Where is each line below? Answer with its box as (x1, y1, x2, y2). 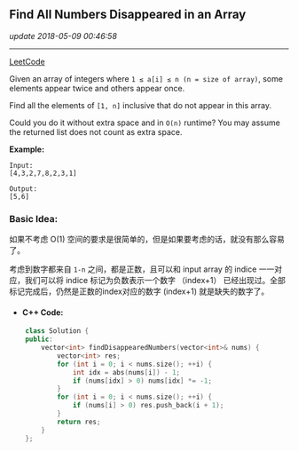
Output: (9, 184, 38, 194)
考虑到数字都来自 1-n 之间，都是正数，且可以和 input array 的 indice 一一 (9, 264, 275, 274)
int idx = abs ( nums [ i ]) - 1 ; (72, 368, 180, 376)
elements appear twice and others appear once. (9, 83, 185, 93)
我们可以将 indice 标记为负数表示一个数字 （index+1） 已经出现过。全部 (24, 275, 286, 286)
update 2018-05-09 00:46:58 (9, 30, 118, 41)
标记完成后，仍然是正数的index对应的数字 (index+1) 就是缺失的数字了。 (9, 286, 270, 297)
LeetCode (9, 56, 46, 67)
